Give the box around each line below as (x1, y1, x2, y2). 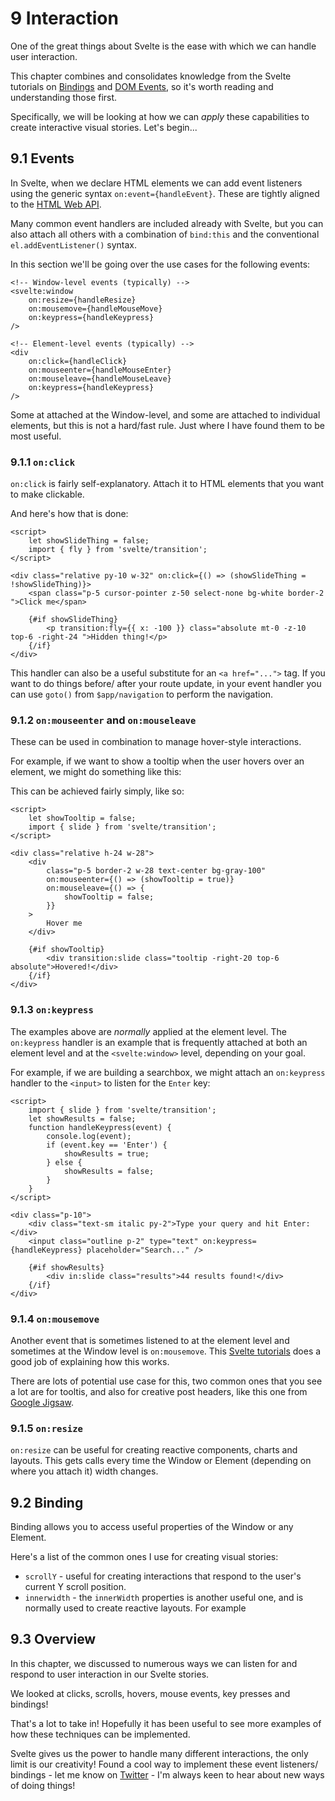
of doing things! (10, 1779, 76, 1791)
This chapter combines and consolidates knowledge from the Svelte (10, 70, 292, 82)
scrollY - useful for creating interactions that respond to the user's (24, 1570, 302, 1582)
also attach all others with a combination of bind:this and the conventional (10, 228, 320, 240)
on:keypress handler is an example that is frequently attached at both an (10, 1036, 308, 1048)
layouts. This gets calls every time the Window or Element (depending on (10, 1455, 312, 1467)
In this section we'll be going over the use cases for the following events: (10, 258, 311, 270)
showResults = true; (63, 1148, 150, 1159)
